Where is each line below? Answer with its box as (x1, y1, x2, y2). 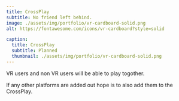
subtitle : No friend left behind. (6, 14, 93, 20)
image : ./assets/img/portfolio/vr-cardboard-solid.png (6, 20, 146, 26)
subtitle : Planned (11, 47, 58, 54)
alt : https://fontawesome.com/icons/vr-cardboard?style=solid (6, 25, 165, 32)
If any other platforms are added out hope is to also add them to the (6, 81, 174, 88)
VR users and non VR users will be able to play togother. (6, 70, 145, 77)
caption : (6, 37, 28, 43)
